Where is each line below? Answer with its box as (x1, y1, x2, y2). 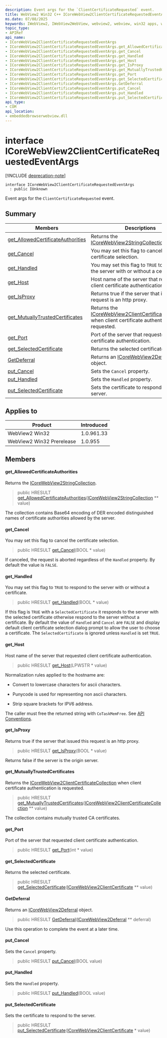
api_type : (5, 100, 26, 105)
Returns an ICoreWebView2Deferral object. (5, 907, 93, 913)
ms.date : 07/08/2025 (5, 16, 48, 21)
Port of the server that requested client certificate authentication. (5, 837, 139, 843)
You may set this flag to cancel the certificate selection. (5, 537, 119, 543)
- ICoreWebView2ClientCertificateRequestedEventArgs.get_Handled (5, 53, 143, 59)
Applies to (5, 407, 38, 415)
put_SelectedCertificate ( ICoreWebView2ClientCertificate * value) (17, 1028, 151, 1034)
